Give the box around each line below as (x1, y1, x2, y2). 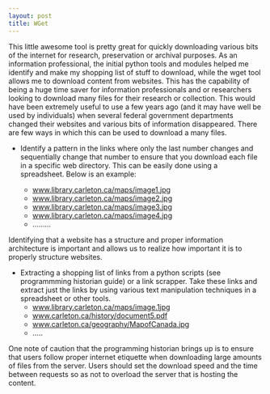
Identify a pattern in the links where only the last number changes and (19, 143, 254, 153)
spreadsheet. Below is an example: (19, 169, 137, 179)
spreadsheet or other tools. (19, 293, 112, 303)
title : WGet (8, 19, 49, 28)
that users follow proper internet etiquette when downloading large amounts (8, 352, 263, 362)
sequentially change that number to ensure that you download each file (19, 151, 258, 162)
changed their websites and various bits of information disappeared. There (8, 119, 258, 129)
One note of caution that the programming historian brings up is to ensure (8, 343, 255, 353)
